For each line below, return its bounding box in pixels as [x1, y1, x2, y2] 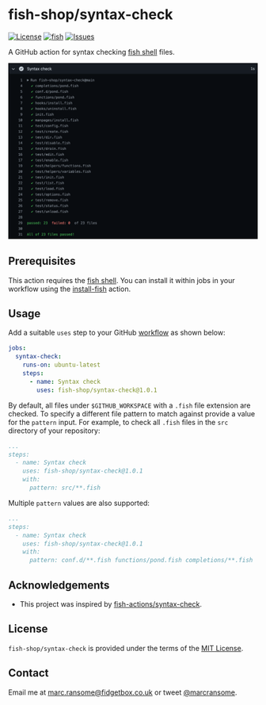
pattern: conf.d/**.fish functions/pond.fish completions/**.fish [28, 557, 253, 565]
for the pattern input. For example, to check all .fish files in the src [8, 417, 229, 427]
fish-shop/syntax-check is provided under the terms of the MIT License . [8, 643, 244, 653]
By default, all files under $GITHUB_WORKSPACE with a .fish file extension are [8, 400, 251, 410]
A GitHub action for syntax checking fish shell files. [8, 47, 176, 56]
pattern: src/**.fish [28, 484, 101, 492]
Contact [8, 666, 49, 680]
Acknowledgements [8, 578, 110, 592]
